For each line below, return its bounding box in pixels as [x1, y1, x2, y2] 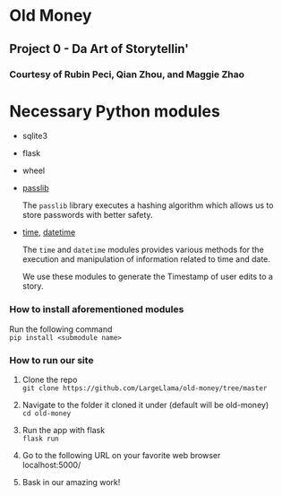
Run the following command [9, 324, 113, 335]
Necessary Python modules [9, 100, 221, 121]
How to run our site [9, 353, 94, 366]
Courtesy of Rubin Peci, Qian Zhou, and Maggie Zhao [9, 68, 244, 81]
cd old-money [21, 409, 72, 418]
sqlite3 [21, 131, 47, 142]
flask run [21, 434, 60, 444]
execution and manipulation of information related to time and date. [21, 254, 271, 265]
